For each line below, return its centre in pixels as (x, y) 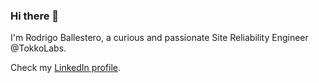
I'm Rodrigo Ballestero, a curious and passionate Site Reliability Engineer (159, 38)
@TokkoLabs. (38, 48)
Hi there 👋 (35, 16)
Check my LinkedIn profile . (65, 68)
